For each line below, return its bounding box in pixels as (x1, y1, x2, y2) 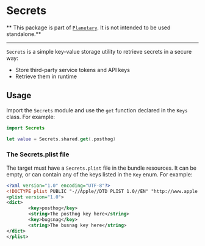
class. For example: (6, 113, 56, 120)
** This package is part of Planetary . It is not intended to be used (6, 24, 171, 31)
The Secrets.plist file (6, 150, 70, 159)
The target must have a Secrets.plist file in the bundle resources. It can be (6, 164, 197, 172)
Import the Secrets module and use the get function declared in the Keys (6, 106, 188, 114)
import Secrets (6, 125, 45, 131)
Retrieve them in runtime (15, 73, 77, 80)
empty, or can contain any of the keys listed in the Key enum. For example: (6, 170, 193, 178)
